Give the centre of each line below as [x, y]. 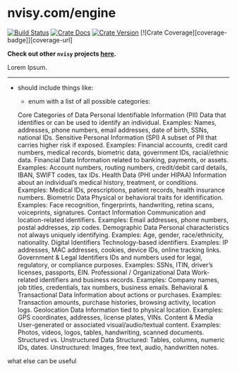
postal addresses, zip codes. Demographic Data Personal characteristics [123, 227]
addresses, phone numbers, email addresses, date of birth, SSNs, [113, 130]
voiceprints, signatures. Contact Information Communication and [111, 212]
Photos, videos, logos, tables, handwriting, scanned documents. [111, 332]
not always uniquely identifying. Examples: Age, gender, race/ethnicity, [121, 235]
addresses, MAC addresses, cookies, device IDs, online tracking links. [119, 250]
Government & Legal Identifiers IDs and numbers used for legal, [110, 257]
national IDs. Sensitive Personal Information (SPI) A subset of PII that [117, 137]
